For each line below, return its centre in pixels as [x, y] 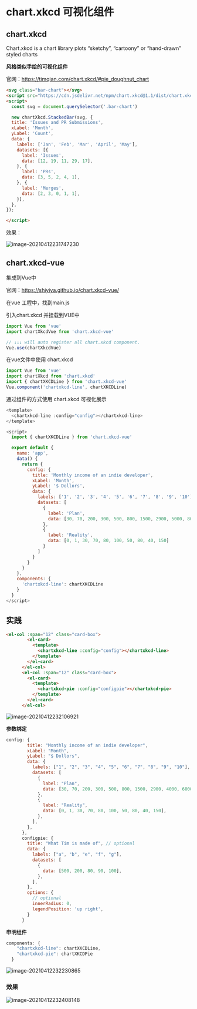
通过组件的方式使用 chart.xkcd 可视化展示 [56, 399]
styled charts [22, 54]
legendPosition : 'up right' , [68, 909]
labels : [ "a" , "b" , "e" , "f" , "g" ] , [77, 855]
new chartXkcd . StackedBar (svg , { [52, 117]
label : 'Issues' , [43, 155]
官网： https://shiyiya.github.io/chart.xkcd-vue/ [62, 290]
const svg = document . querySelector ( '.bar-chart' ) [74, 106]
